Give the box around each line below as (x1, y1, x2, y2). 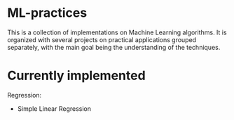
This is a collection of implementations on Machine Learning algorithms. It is (7, 28, 227, 36)
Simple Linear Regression (17, 104, 92, 113)
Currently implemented (7, 68, 146, 84)
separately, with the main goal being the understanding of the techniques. (7, 43, 221, 51)
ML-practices (7, 5, 88, 21)
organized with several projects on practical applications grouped (7, 35, 197, 44)
